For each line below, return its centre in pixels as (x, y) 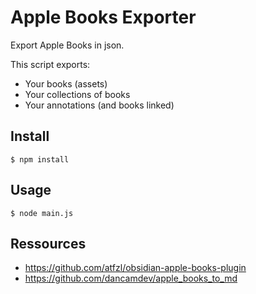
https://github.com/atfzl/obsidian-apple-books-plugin (135, 268)
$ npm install (40, 159)
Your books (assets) (66, 83)
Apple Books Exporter (103, 17)
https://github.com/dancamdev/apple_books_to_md (131, 278)
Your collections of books (77, 94)
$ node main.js (42, 213)
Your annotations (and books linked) (99, 105)
